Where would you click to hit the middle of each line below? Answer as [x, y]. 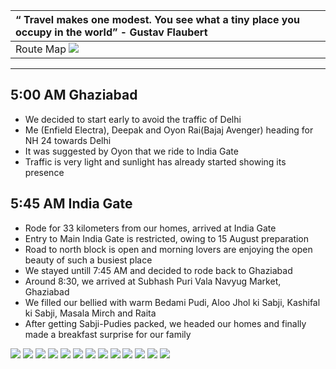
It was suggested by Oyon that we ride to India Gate [131, 151]
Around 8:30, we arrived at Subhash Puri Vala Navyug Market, [153, 281]
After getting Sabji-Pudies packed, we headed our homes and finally [165, 323]
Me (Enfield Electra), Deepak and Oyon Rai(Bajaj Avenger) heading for [169, 130]
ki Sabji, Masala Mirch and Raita [90, 313]
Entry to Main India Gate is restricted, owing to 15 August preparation [167, 238]
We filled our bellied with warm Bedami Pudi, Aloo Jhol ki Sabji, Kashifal [172, 302]
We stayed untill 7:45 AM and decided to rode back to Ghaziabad [158, 270]
